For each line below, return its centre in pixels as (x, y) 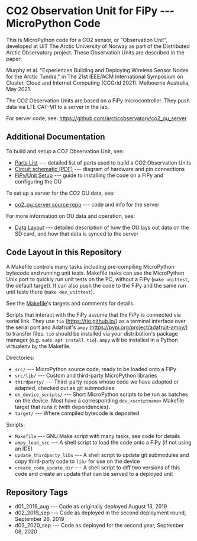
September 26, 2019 (39, 519)
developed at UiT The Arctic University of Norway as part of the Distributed (98, 46)
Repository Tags (37, 492)
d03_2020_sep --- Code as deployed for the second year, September (99, 526)
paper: (14, 59)
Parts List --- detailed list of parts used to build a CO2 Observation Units (103, 162)
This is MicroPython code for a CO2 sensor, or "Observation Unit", (87, 40)
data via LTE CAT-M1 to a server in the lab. (58, 107)
